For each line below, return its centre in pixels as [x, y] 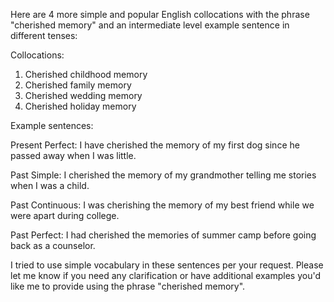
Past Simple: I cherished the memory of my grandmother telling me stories [163, 175]
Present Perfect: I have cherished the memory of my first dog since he [155, 145]
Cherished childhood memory [86, 74]
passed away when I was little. [73, 155]
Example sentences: [52, 125]
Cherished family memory [78, 85]
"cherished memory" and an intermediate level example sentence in [150, 25]
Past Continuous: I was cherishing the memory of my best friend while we [162, 205]
